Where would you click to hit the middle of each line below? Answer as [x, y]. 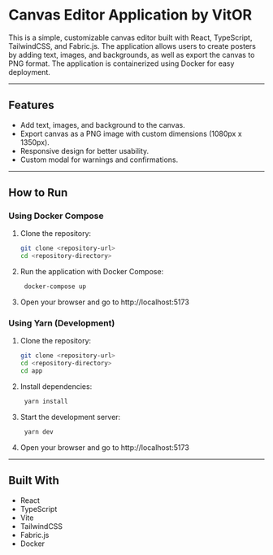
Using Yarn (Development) [62, 323]
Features [31, 105]
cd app [31, 371]
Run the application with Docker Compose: [92, 272]
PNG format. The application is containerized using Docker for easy [121, 63]
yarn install [46, 401]
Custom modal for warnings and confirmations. [99, 160]
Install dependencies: [56, 386]
